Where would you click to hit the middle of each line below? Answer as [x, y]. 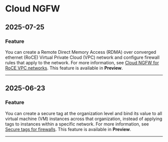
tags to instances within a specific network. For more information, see [77, 124]
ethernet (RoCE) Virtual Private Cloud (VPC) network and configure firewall [82, 57]
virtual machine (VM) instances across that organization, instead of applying [84, 119]
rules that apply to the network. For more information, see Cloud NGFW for [82, 62]
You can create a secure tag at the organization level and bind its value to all [84, 113]
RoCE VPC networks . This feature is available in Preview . [64, 68]
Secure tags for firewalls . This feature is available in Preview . [68, 129]
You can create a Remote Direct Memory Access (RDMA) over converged [81, 52]
